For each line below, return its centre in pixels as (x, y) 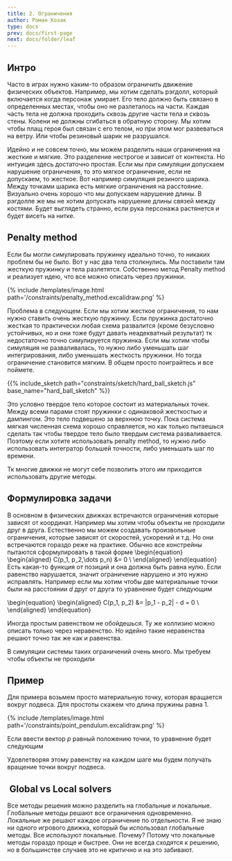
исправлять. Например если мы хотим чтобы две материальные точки (113, 581)
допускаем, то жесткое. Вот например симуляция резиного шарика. (109, 178)
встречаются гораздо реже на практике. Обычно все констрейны (105, 544)
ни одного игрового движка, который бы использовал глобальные (106, 828)
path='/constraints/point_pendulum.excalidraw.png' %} (86, 726)
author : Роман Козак (37, 20)
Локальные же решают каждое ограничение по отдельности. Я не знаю (114, 821)
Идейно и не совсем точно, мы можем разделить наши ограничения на (114, 149)
